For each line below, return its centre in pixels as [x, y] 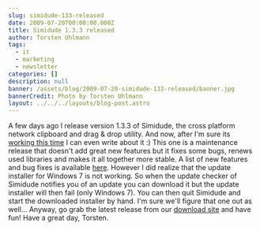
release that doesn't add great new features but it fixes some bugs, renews [130, 151]
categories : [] [33, 74]
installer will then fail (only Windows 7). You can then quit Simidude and [124, 193]
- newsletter [37, 67]
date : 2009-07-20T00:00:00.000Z [61, 23]
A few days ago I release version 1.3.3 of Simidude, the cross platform [122, 126]
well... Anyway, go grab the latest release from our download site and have [130, 210]
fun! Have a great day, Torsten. [58, 218]
